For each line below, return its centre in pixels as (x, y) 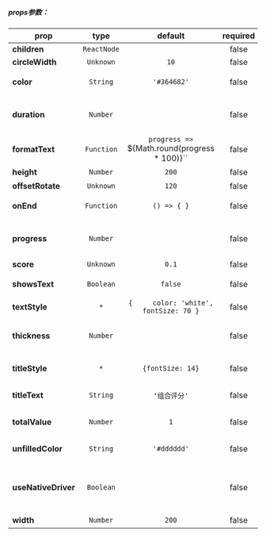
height (25, 172)
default (171, 36)
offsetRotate (36, 186)
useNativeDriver (44, 487)
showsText (33, 284)
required (239, 36)
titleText (28, 395)
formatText (34, 149)
